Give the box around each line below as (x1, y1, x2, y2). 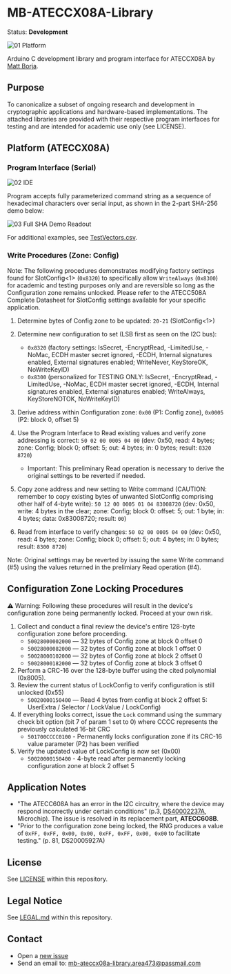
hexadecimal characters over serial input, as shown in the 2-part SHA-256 (7, 199, 219, 208)
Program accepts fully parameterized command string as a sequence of (7, 192, 212, 200)
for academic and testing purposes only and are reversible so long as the (7, 281, 215, 289)
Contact (7, 933, 43, 945)
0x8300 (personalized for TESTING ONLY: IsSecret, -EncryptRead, (27, 372, 214, 381)
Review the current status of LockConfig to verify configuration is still (17, 680, 215, 689)
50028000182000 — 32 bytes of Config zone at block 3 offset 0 (27, 658, 203, 667)
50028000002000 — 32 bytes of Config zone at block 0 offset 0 (27, 637, 203, 645)
